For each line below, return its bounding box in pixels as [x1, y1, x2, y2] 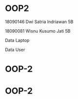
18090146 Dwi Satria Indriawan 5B [5, 19, 74, 25]
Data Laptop [5, 37, 30, 43]
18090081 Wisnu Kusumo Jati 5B [5, 28, 71, 34]
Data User [5, 47, 25, 52]
